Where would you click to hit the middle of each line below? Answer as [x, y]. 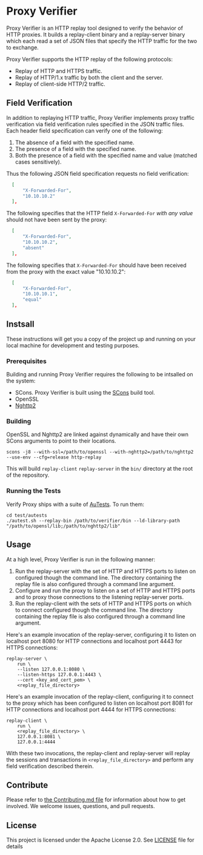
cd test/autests [27, 515]
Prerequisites [26, 361]
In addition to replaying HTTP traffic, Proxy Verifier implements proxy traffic [101, 117]
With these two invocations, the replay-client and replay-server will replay [98, 753]
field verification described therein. [50, 766]
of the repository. [28, 475]
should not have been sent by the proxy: [57, 220]
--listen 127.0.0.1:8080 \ [51, 669]
